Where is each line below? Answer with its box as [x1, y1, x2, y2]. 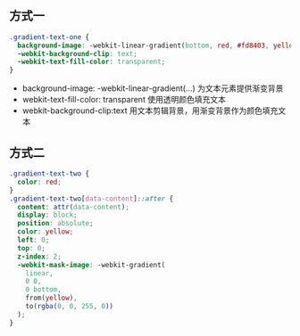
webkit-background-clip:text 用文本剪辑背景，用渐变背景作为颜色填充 [21, 105, 279, 116]
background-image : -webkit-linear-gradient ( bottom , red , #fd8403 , [17, 41, 270, 50]
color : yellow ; [17, 227, 74, 236]
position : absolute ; [17, 219, 94, 228]
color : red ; [17, 177, 62, 186]
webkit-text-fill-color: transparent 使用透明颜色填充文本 [21, 94, 226, 105]
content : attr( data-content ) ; [17, 202, 129, 211]
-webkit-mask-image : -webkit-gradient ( [17, 260, 166, 269]
